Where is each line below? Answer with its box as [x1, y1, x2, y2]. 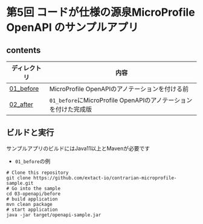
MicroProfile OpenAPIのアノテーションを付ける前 [49, 85, 189, 93]
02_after [9, 100, 33, 109]
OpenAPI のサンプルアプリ [6, 21, 139, 34]
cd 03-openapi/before [6, 191, 61, 197]
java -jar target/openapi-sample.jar [6, 212, 101, 218]
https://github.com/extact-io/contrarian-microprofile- [33, 174, 177, 181]
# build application [6, 196, 59, 202]
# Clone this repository [6, 170, 69, 176]
